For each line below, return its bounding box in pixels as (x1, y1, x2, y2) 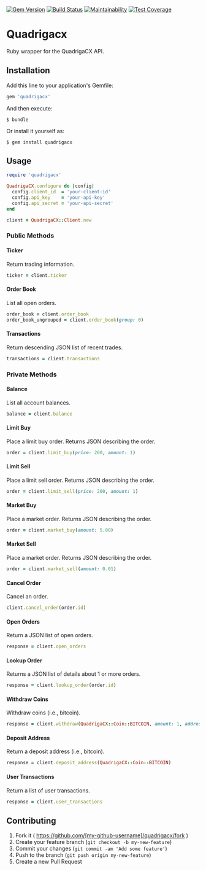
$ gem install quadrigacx (6, 139, 72, 145)
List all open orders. (6, 299, 56, 306)
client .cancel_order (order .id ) (6, 605, 86, 611)
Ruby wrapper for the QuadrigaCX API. (6, 47, 104, 55)
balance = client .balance (6, 411, 72, 417)
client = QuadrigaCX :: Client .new (6, 217, 92, 223)
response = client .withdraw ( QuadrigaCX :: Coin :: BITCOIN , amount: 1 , (6, 721, 183, 727)
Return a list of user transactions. (6, 786, 90, 794)
